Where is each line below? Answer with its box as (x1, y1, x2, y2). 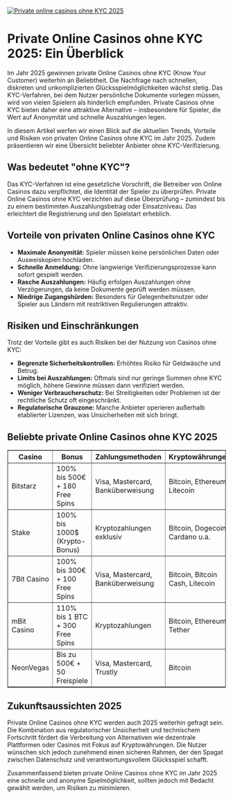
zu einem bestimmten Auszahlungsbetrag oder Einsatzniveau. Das (7, 202, 197, 210)
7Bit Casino (11, 574, 50, 584)
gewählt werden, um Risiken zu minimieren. (7, 784, 132, 792)
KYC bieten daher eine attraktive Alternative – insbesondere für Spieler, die (7, 105, 221, 114)
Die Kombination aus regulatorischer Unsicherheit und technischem (7, 726, 200, 734)
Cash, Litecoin (169, 579, 216, 588)
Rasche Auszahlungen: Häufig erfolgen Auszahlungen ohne (17, 277, 191, 286)
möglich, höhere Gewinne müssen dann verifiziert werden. (17, 381, 185, 389)
